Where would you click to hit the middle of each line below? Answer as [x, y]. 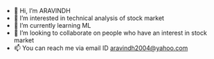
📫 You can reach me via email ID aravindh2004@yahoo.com [101, 48]
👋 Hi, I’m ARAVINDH [42, 11]
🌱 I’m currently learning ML [52, 25]
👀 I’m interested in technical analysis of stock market [89, 18]
